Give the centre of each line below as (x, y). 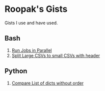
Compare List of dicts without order (48, 83)
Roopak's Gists (36, 9)
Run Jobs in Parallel (32, 50)
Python (16, 71)
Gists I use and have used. (31, 23)
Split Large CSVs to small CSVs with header (56, 55)
